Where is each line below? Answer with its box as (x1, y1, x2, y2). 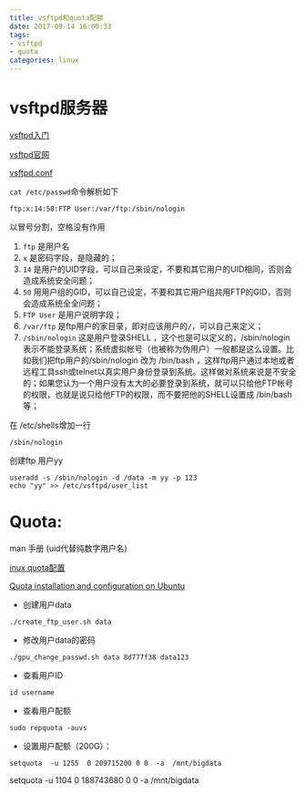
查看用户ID (22, 669, 64, 680)
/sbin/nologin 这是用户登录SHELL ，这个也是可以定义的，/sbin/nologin (22, 332, 290, 343)
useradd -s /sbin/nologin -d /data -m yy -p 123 (9, 473, 198, 482)
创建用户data (22, 599, 72, 610)
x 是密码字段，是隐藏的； (22, 252, 117, 263)
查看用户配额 (22, 705, 71, 716)
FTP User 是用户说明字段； (22, 309, 123, 320)
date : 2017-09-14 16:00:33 (9, 22, 112, 31)
